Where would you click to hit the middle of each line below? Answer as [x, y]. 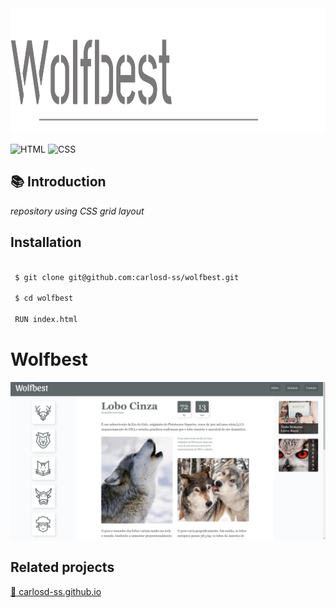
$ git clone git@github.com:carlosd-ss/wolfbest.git [127, 277]
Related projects [62, 567]
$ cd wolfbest [44, 298]
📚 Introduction [58, 182]
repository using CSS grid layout [77, 211]
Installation [46, 242]
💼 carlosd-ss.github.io [56, 591]
